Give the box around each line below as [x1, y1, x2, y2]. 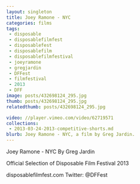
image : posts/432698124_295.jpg [6, 93, 87, 99]
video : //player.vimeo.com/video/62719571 [6, 115, 114, 121]
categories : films [6, 20, 52, 26]
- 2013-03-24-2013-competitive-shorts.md [8, 126, 114, 132]
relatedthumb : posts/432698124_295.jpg [6, 103, 106, 110]
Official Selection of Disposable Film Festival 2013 [6, 160, 129, 167]
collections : [6, 120, 39, 126]
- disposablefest [8, 43, 52, 49]
